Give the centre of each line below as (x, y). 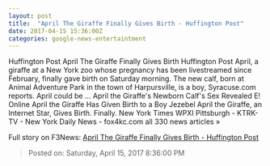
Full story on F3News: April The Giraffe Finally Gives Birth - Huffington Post (133, 138)
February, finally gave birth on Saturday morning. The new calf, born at (126, 79)
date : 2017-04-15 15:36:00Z (56, 31)
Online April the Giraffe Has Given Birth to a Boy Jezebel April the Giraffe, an (135, 104)
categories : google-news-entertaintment (78, 38)
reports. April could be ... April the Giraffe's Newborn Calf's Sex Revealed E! (135, 96)
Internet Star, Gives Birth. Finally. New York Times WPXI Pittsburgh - (122, 113)
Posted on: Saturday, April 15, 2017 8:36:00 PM (106, 153)
